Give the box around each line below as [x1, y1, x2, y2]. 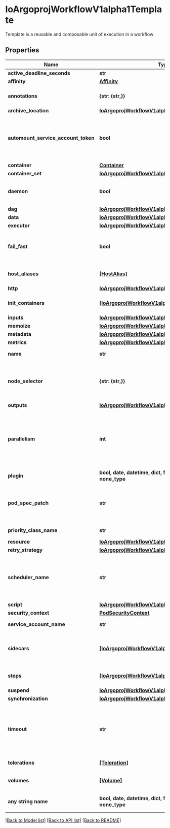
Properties [5, 46, 39, 54]
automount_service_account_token [8, 134, 95, 141]
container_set [8, 170, 42, 177]
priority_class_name [8, 527, 58, 534]
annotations [8, 92, 38, 100]
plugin [8, 472, 24, 479]
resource [8, 538, 30, 545]
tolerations [8, 759, 34, 766]
